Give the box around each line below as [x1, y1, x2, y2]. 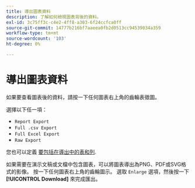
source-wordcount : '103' [6, 36, 67, 41]
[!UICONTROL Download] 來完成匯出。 [6, 175, 101, 182]
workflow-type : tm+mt [6, 30, 59, 36]
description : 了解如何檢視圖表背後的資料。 [6, 14, 101, 20]
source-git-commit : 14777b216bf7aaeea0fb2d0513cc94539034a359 [6, 25, 161, 31]
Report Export [14, 119, 49, 124]
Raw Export [14, 137, 42, 143]
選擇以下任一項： [6, 106, 47, 113]
